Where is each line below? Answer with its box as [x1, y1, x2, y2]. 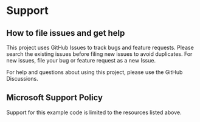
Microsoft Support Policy [6, 92, 103, 103]
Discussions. [6, 75, 38, 82]
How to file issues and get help [6, 28, 125, 38]
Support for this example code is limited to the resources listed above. [6, 109, 182, 116]
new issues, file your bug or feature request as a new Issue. [6, 57, 156, 64]
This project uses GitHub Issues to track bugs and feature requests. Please [6, 44, 195, 51]
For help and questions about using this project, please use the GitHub [6, 69, 183, 76]
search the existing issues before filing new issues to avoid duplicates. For [6, 50, 193, 58]
